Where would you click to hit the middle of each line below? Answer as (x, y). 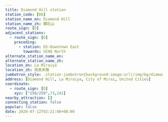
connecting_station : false (33, 103)
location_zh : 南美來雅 (27, 70)
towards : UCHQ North (44, 51)
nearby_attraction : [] (29, 98)
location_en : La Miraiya (31, 65)
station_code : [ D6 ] (25, 14)
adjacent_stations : (25, 33)
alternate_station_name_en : (34, 56)
